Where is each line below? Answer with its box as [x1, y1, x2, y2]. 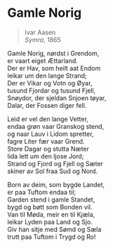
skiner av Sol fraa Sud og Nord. [7, 167, 98, 175]
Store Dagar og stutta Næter [7, 144, 90, 153]
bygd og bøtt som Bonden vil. [7, 202, 93, 211]
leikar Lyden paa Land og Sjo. [7, 217, 93, 226]
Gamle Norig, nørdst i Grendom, [7, 49, 100, 57]
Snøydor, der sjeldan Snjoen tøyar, [7, 93, 107, 102]
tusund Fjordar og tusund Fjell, [7, 86, 96, 95]
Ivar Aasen [24, 28, 56, 36]
